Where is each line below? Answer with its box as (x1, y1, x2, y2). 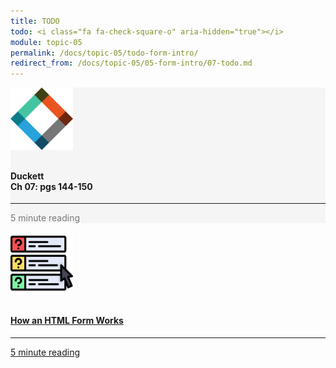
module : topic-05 (10, 37, 83, 47)
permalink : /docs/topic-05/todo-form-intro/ (10, 48, 199, 58)
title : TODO (10, 16, 60, 26)
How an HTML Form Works (10, 314, 124, 326)
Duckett (10, 170, 45, 182)
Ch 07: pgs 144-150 (10, 180, 93, 192)
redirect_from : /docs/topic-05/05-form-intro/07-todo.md (10, 58, 253, 69)
